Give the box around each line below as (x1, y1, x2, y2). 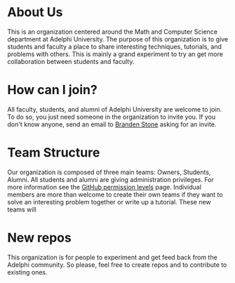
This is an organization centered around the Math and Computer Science (7, 27, 218, 36)
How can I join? (7, 82, 98, 98)
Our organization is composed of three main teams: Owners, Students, (7, 168, 211, 176)
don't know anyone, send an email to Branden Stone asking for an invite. (7, 120, 217, 129)
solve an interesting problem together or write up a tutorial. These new (7, 197, 212, 206)
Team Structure (7, 145, 100, 161)
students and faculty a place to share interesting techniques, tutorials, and (7, 42, 222, 51)
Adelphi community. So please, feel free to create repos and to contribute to (7, 261, 227, 269)
